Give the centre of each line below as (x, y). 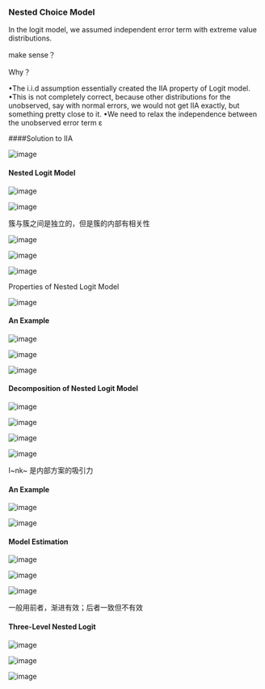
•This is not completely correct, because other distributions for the (120, 97)
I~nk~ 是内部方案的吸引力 (51, 470)
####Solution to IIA (41, 138)
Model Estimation (38, 542)
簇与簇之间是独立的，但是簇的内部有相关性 (79, 223)
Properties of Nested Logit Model (64, 287)
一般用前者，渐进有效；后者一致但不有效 (76, 608)
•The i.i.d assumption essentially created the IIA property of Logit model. (129, 88)
